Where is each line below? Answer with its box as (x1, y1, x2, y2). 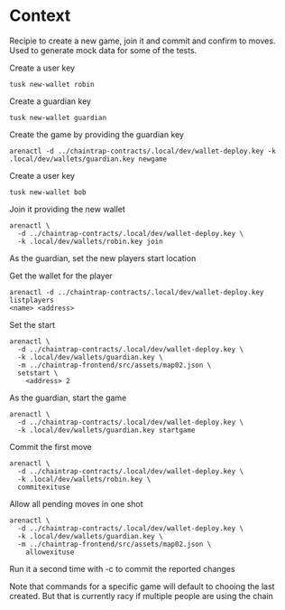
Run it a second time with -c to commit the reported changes (9, 563, 236, 574)
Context (9, 5, 71, 26)
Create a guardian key (9, 96, 92, 107)
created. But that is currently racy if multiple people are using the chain (9, 590, 273, 601)
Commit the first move (9, 441, 92, 452)
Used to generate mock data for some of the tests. (9, 44, 198, 55)
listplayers (9, 296, 54, 305)
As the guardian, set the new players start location (9, 252, 197, 263)
